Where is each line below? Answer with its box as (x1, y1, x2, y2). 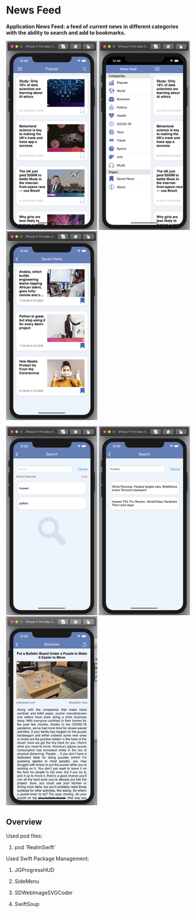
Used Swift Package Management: (6, 855, 89, 862)
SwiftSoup (14, 901, 40, 908)
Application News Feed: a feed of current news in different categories (6, 23, 179, 30)
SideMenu (14, 878, 40, 885)
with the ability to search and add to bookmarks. (6, 29, 126, 36)
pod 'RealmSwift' (14, 844, 56, 851)
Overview (6, 817, 43, 827)
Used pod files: (6, 833, 43, 840)
